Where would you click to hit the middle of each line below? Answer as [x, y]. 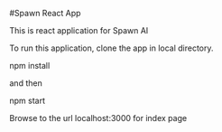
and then [26, 83]
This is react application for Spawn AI [79, 30]
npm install [30, 66]
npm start [28, 100]
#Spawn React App [45, 13]
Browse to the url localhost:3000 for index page [98, 118]
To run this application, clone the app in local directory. [111, 48]
